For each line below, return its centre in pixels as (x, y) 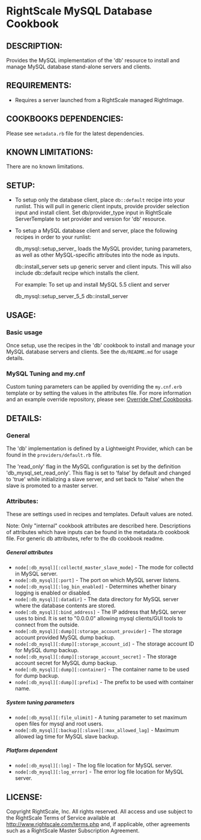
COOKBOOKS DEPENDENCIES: (65, 119)
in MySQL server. (36, 574)
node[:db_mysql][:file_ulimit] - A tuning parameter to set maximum (101, 718)
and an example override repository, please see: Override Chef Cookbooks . (100, 400)
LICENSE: (24, 797)
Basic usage (25, 332)
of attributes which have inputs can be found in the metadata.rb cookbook (98, 532)
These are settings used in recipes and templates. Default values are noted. (100, 514)
